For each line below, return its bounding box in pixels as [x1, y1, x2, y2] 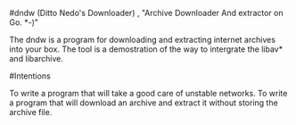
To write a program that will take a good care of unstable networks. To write [9, 88, 288, 98]
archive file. [9, 107, 53, 117]
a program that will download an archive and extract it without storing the [9, 97, 278, 108]
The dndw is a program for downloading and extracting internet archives [9, 35, 276, 45]
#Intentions [9, 71, 51, 81]
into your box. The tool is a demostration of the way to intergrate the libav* [9, 44, 284, 54]
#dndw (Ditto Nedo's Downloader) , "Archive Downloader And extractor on [9, 8, 284, 18]
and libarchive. [9, 54, 64, 63]
